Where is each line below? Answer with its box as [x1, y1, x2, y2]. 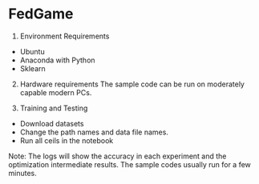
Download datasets [19, 118, 84, 128]
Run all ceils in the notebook [19, 135, 114, 145]
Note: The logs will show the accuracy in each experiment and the [8, 151, 227, 161]
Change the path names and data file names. [19, 127, 168, 137]
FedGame [8, 5, 74, 23]
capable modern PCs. [19, 87, 92, 97]
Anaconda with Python [19, 55, 95, 65]
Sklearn [19, 63, 46, 73]
